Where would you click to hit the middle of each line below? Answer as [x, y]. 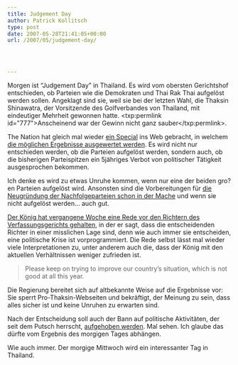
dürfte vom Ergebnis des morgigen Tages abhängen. [85, 334]
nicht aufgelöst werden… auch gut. [59, 204]
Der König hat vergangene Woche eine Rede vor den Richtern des [104, 217]
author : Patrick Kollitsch [47, 21]
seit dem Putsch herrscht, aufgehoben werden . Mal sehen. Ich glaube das [115, 327]
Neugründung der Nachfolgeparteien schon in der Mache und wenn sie [112, 196]
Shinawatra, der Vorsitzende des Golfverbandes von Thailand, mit [104, 108]
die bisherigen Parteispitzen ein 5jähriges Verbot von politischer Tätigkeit [114, 160]
